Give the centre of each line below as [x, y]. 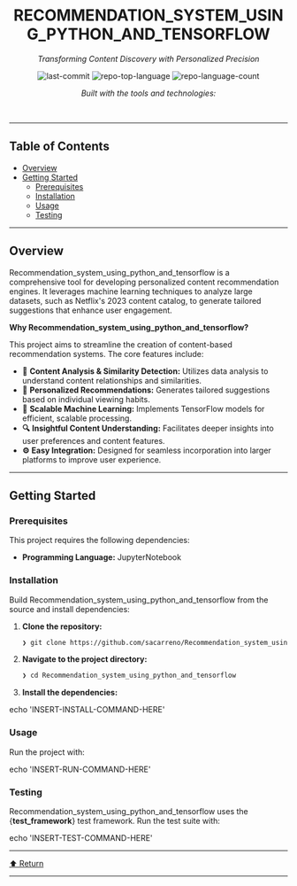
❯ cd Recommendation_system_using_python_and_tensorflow [129, 676]
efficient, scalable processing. [77, 418]
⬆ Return [27, 863]
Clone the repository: [62, 626]
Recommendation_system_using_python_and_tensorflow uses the [129, 811]
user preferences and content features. [93, 440]
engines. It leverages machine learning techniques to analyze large [131, 291]
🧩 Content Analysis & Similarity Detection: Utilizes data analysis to [145, 371]
